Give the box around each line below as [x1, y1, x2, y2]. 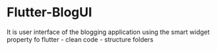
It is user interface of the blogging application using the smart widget [6, 28, 210, 36]
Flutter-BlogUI [6, 4, 92, 21]
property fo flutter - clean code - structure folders [6, 35, 154, 43]
